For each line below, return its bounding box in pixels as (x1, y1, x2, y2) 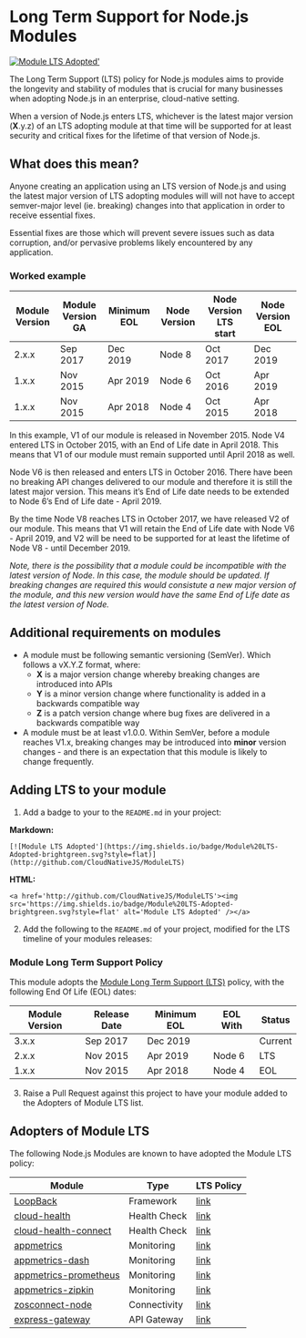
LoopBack (14, 1194, 57, 1207)
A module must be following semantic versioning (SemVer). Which (22, 649, 271, 660)
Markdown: (9, 824, 55, 835)
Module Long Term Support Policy (9, 955, 164, 968)
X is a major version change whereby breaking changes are (36, 668, 260, 680)
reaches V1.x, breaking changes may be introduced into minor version (22, 736, 287, 747)
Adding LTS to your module (9, 782, 167, 798)
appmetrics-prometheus (14, 1269, 120, 1281)
